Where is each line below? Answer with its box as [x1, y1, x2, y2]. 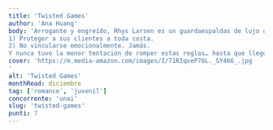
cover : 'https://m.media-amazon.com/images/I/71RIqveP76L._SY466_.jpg [8, 57, 253, 65]
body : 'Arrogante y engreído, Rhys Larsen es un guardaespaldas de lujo [8, 27, 260, 35]
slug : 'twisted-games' [8, 102, 85, 110]
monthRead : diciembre [8, 79, 82, 87]
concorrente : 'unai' [8, 94, 79, 103]
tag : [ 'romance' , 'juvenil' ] [8, 86, 107, 95]
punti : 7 [8, 110, 38, 118]
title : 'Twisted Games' [8, 11, 89, 20]
